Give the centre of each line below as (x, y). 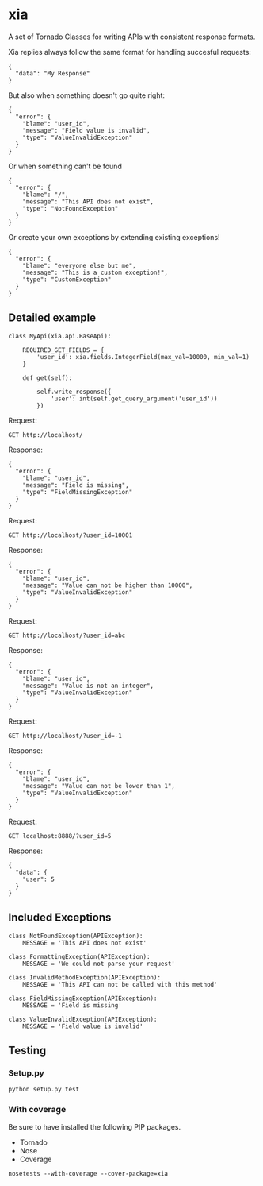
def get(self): (48, 378)
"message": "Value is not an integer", (88, 686)
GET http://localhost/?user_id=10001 (71, 535)
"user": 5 (39, 879)
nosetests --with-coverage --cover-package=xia (88, 1173)
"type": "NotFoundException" (71, 208)
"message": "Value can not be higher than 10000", (108, 585)
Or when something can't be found (65, 166)
